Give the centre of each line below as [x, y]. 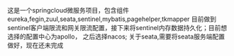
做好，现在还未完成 [35, 45]
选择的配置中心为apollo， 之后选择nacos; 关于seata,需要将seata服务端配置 [116, 36]
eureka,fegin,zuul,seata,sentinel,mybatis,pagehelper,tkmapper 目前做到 [112, 19]
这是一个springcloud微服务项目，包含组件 [68, 10]
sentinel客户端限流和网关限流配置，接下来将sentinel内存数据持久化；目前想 [117, 28]
